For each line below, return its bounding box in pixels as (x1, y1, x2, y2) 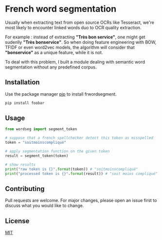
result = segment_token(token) (5, 153, 69, 158)
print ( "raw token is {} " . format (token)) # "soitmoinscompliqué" (5, 167, 138, 171)
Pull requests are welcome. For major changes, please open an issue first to (5, 198, 157, 204)
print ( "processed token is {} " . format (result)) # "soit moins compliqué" (5, 171, 158, 176)
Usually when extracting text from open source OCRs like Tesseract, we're (5, 19, 154, 25)
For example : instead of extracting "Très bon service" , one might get (5, 34, 145, 40)
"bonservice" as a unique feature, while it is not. (5, 50, 103, 55)
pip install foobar (5, 101, 45, 105)
